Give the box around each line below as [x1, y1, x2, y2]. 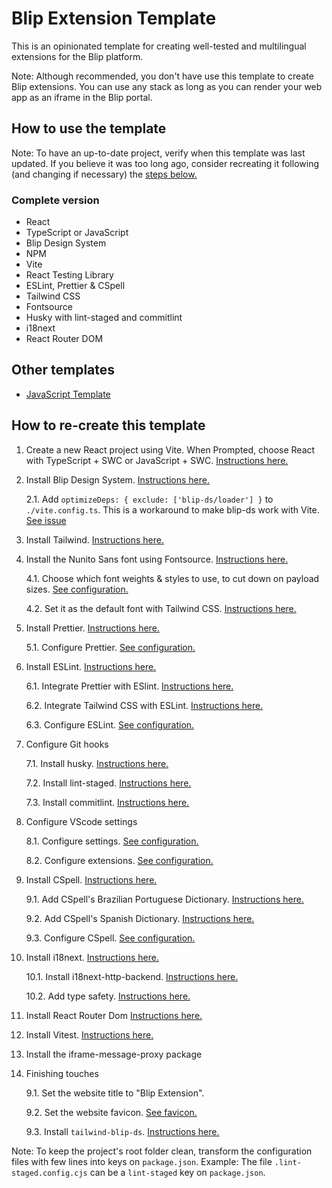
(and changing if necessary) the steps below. [11, 168, 198, 180]
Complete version [11, 193, 100, 207]
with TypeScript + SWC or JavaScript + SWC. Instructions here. [25, 454, 289, 466]
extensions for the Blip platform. [11, 50, 144, 62]
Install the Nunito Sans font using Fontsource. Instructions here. [25, 553, 289, 565]
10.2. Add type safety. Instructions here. [25, 990, 191, 1002]
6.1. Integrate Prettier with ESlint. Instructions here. [25, 680, 234, 692]
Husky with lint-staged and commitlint [25, 312, 183, 324]
